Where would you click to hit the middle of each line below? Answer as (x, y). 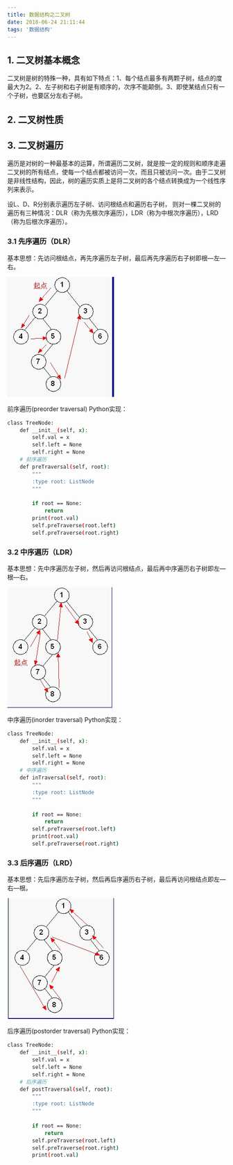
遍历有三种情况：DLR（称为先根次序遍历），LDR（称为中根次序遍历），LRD (113, 213)
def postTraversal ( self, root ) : (66, 1089)
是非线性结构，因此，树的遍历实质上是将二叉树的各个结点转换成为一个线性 (113, 181)
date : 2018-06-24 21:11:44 (46, 22)
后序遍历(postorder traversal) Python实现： (69, 1031)
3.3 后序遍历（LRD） (42, 862)
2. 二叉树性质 (35, 119)
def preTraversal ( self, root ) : (65, 467)
